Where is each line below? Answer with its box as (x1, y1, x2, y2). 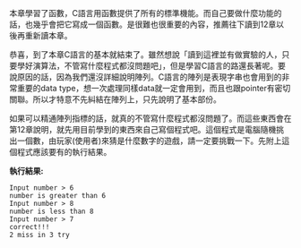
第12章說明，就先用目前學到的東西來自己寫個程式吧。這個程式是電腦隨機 (9, 124, 277, 134)
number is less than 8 (9, 207, 94, 216)
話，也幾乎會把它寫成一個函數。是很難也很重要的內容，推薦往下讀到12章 (9, 19, 277, 30)
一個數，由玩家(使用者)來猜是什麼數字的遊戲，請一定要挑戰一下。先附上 (16, 135, 282, 146)
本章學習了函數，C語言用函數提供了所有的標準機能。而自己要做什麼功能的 (9, 8, 282, 18)
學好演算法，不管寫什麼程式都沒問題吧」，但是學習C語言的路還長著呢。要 (16, 61, 287, 71)
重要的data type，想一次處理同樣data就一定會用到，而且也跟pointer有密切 (16, 83, 291, 93)
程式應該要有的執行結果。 (16, 147, 112, 157)
